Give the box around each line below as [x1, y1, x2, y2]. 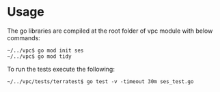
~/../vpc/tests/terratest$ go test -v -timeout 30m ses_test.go [7, 78, 194, 85]
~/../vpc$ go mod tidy [7, 52, 72, 60]
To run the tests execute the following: [7, 65, 115, 73]
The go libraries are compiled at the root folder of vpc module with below [7, 27, 213, 35]
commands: [7, 33, 41, 42]
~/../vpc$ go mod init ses [7, 47, 84, 54]
